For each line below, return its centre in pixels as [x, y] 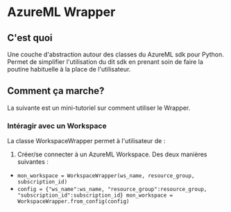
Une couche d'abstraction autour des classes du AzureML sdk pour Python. [115, 54]
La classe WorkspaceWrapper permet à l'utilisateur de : [86, 141]
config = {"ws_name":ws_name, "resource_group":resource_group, [112, 189]
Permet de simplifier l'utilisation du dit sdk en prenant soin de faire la [105, 62]
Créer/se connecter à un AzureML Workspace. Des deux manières [112, 154]
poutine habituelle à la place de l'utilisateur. [69, 69]
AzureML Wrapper [61, 12]
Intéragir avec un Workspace [57, 126]
